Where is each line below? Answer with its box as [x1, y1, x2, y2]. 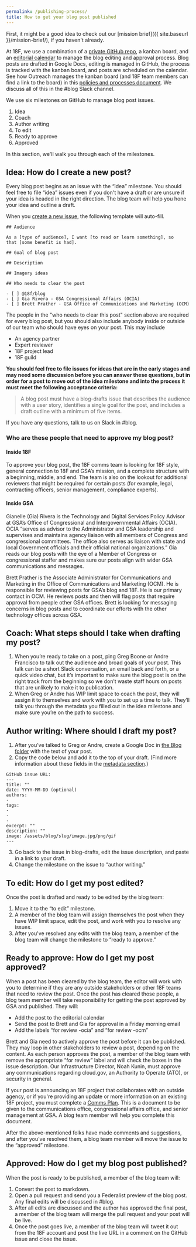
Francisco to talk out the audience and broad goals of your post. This [14, 659, 181, 666]
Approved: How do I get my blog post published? [6, 1158, 187, 1168]
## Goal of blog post [6, 250, 59, 256]
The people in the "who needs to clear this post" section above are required [6, 311, 189, 318]
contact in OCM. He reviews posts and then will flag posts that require [6, 593, 175, 600]
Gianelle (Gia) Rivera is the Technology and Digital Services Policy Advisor [6, 512, 185, 519]
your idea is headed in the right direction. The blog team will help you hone [6, 195, 187, 202]
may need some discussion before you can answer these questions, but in [6, 372, 190, 379]
